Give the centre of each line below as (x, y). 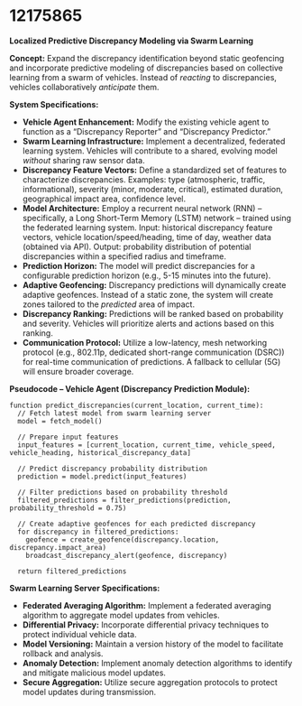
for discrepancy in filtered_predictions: (98, 532)
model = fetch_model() (60, 421)
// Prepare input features (68, 437)
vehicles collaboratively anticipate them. (84, 87)
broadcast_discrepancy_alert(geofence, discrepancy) (127, 555)
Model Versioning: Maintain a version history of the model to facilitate (153, 644)
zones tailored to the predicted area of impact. (109, 304)
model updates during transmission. (89, 692)
